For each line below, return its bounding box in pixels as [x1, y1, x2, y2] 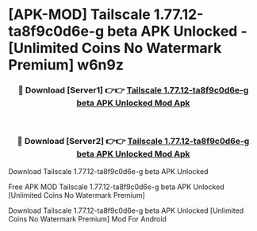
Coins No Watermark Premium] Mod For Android [8, 214, 167, 223]
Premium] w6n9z [8, 56, 125, 74]
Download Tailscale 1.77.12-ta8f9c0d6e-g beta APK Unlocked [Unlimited [8, 206, 244, 215]
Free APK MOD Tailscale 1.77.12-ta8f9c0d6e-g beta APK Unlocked [8, 182, 224, 191]
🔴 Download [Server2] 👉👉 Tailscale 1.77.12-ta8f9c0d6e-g [17, 136, 250, 147]
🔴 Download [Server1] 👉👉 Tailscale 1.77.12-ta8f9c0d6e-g [17, 85, 249, 96]
